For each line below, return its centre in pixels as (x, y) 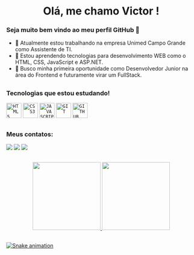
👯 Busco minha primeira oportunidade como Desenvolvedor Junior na (102, 69)
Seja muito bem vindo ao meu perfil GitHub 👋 (73, 30)
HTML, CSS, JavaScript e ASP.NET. (59, 62)
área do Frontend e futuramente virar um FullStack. (78, 75)
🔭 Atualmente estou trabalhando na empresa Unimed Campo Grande (100, 43)
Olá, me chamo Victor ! (101, 11)
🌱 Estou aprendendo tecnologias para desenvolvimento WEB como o (100, 56)
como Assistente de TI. (43, 49)
